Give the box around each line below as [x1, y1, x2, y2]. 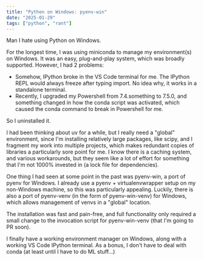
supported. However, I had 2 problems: [6, 61, 105, 69]
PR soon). [6, 223, 31, 231]
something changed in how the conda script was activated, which [15, 99, 181, 106]
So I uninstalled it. [6, 117, 51, 124]
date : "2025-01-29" [6, 15, 56, 21]
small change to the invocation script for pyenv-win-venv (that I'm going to [6, 217, 194, 225]
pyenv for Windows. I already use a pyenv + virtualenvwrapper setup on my [6, 180, 196, 187]
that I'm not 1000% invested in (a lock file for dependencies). [6, 161, 159, 169]
